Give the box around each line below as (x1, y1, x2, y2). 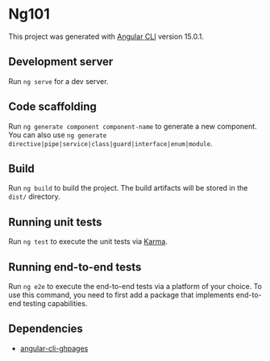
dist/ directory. (8, 191, 60, 202)
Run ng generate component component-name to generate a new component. (8, 121, 258, 131)
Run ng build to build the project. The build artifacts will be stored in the (8, 183, 248, 193)
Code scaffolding (8, 100, 97, 114)
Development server (8, 55, 114, 69)
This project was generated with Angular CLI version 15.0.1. (8, 31, 204, 41)
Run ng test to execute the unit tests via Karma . (8, 237, 168, 246)
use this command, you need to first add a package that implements (8, 290, 235, 300)
